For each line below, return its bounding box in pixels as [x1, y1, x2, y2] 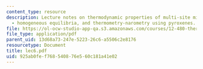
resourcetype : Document [6, 43, 66, 49]
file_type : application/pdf [6, 31, 77, 37]
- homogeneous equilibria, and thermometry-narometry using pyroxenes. [11, 20, 196, 26]
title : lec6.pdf [6, 48, 47, 54]
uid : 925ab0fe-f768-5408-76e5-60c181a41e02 [6, 53, 118, 59]
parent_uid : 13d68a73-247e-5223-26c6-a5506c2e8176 [6, 37, 137, 43]
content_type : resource [6, 8, 66, 15]
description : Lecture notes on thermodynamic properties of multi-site [6, 14, 190, 20]
